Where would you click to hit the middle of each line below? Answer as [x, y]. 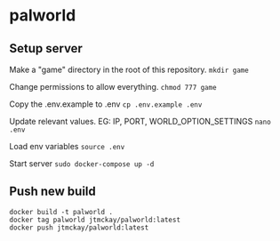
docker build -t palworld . [61, 212]
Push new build [52, 192]
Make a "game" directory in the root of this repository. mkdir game [129, 69]
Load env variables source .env [67, 146]
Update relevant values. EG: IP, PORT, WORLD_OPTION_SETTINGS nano [140, 121]
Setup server [46, 48]
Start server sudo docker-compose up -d [82, 164]
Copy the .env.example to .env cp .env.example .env [106, 104]
